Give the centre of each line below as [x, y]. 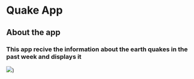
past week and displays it [44, 56]
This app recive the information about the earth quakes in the [97, 49]
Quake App [34, 10]
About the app [34, 32]
